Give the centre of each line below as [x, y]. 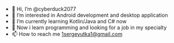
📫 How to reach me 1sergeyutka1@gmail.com [67, 34]
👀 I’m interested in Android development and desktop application [90, 15]
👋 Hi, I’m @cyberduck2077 [44, 9]
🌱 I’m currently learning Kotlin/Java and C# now [69, 21]
